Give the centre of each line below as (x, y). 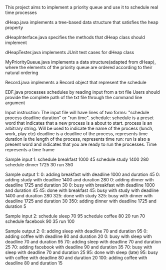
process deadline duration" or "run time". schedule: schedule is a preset (79, 118)
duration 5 (16, 206)
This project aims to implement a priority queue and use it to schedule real (82, 7)
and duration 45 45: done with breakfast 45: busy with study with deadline (82, 190)
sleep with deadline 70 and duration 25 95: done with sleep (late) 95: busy (82, 252)
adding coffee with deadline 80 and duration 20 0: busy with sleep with (79, 236)
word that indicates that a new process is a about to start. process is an (79, 123)
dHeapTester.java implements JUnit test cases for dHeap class (70, 52)
